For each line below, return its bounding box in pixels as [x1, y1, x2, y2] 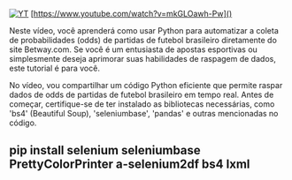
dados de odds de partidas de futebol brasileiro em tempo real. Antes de [9, 89, 274, 100]
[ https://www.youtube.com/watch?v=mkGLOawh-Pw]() [30, 9, 233, 19]
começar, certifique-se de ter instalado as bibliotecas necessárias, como [9, 99, 275, 109]
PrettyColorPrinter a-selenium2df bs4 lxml [9, 157, 250, 172]
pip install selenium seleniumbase [9, 143, 201, 158]
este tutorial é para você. [9, 63, 100, 73]
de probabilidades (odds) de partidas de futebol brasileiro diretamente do [9, 35, 277, 45]
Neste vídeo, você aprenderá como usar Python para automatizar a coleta [9, 26, 279, 35]
